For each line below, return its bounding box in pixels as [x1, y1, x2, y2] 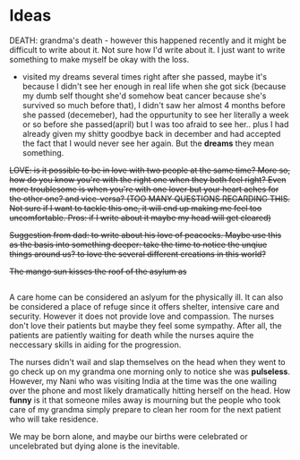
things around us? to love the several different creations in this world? [9, 248, 267, 260]
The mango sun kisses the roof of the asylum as [9, 266, 187, 277]
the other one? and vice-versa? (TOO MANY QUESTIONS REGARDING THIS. [9, 193, 291, 204]
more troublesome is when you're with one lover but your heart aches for [9, 183, 279, 194]
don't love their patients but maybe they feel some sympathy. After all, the [9, 320, 282, 331]
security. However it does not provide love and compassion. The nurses [9, 311, 275, 322]
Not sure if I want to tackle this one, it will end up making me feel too [9, 202, 262, 213]
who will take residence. [9, 413, 99, 425]
